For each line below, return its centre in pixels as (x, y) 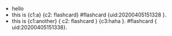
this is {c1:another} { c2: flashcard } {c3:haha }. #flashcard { (84, 21)
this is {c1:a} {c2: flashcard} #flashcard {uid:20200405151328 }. (89, 15)
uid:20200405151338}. (39, 27)
